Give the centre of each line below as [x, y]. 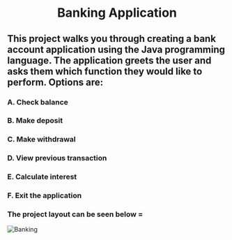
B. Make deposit [35, 121]
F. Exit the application [45, 195]
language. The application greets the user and [109, 60]
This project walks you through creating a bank [111, 39]
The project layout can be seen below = [75, 214]
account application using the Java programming [116, 49]
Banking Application [117, 13]
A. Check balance [38, 102]
